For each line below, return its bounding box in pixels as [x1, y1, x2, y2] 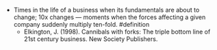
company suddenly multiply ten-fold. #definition [13, 21, 150, 28]
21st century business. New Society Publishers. [23, 35, 158, 43]
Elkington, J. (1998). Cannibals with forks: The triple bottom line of [23, 27, 211, 36]
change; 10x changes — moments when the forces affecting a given [13, 13, 206, 21]
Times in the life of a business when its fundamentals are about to [13, 6, 200, 14]
